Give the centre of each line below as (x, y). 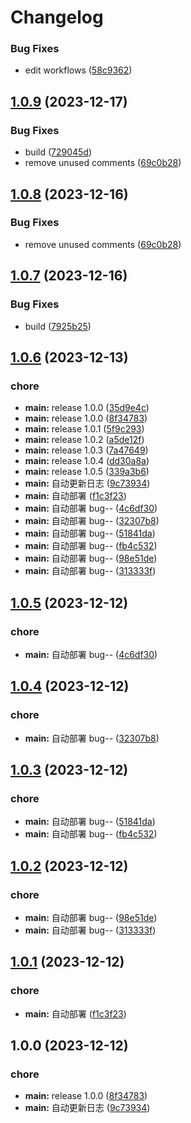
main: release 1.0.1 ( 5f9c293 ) (84, 429)
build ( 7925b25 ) (58, 326)
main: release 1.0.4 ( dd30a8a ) (87, 461)
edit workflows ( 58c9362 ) (78, 70)
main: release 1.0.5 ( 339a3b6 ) (87, 472)
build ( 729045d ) (58, 152)
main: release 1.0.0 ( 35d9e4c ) (87, 408)
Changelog (57, 17)
